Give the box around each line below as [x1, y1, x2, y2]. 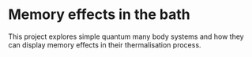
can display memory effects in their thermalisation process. [8, 40, 201, 49]
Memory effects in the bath [8, 6, 191, 24]
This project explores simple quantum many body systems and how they [8, 32, 244, 41]
